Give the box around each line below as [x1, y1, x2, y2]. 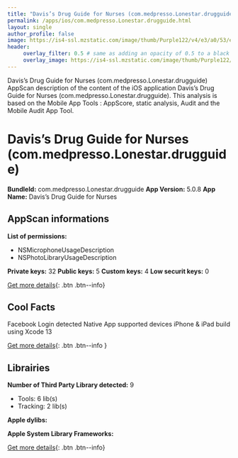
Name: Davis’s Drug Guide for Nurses [7, 192, 118, 201]
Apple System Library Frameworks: [7, 430, 114, 438]
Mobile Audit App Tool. [7, 106, 74, 114]
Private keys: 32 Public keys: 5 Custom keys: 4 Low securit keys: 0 [7, 267, 209, 276]
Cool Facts [7, 301, 55, 313]
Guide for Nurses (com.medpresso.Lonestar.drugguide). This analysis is [7, 91, 217, 99]
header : [7, 43, 30, 50]
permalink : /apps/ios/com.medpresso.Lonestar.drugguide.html [7, 17, 192, 24]
